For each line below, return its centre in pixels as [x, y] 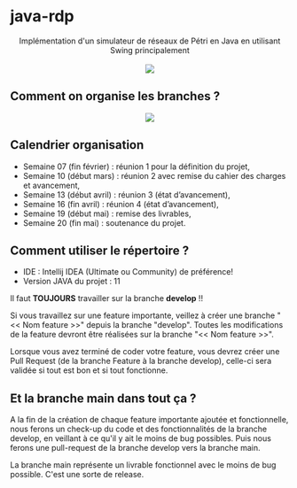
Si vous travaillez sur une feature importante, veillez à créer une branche [143, 315]
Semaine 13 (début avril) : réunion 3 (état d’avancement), [126, 194]
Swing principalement [150, 50]
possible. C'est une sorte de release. [77, 475]
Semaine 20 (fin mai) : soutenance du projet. [104, 222]
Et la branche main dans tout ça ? [103, 398]
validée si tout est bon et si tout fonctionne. [89, 370]
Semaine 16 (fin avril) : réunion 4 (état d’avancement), [121, 204]
